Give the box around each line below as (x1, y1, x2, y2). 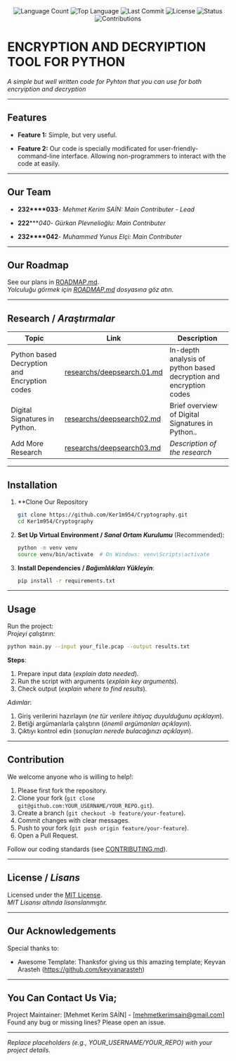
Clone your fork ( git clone (17, 793, 96, 802)
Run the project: (7, 622, 54, 630)
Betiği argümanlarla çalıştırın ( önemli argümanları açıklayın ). (17, 719, 192, 728)
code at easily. (17, 159, 60, 168)
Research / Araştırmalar (7, 312, 116, 324)
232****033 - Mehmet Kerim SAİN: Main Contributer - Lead (17, 204, 195, 214)
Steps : (7, 656, 27, 665)
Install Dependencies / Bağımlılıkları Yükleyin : (17, 563, 155, 572)
